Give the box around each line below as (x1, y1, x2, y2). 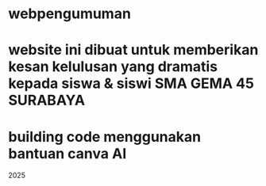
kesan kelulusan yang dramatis (8, 58, 218, 76)
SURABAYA (8, 92, 86, 109)
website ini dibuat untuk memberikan (8, 41, 259, 59)
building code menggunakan (8, 127, 201, 146)
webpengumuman (8, 5, 131, 23)
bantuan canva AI (8, 144, 127, 162)
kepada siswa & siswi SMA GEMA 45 (8, 74, 254, 93)
